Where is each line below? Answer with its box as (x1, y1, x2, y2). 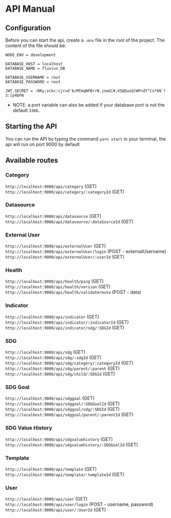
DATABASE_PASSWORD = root (5, 79, 60, 85)
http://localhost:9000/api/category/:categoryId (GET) (5, 188, 124, 195)
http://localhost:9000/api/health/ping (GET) (5, 278, 104, 285)
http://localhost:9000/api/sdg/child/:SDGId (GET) (5, 370, 115, 377)
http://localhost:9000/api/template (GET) (5, 466, 97, 472)
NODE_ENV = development (5, 52, 56, 57)
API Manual (5, 3, 55, 15)
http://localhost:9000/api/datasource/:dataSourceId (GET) (5, 218, 134, 225)
